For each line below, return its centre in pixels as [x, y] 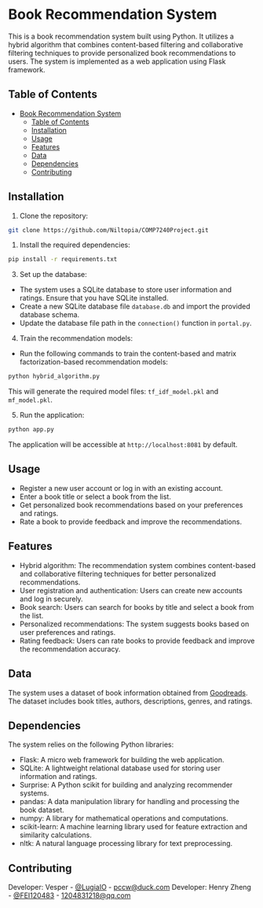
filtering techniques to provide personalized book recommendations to [122, 53]
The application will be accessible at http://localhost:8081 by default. [123, 445]
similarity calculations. [55, 835]
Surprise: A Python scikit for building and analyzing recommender [126, 785]
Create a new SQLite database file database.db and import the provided [135, 306]
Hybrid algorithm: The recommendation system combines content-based [138, 565]
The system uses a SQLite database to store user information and [126, 290]
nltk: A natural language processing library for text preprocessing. [126, 843]
